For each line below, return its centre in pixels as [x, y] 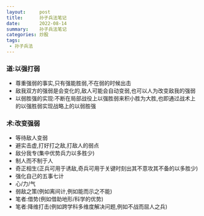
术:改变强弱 [23, 124]
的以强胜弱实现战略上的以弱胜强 [55, 106]
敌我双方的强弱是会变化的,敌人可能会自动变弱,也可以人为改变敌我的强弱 [105, 91]
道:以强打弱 [23, 69]
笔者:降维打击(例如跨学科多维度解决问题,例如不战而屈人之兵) [91, 207]
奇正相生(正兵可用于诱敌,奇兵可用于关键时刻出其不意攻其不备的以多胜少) [107, 168]
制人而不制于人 [34, 161]
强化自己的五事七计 [40, 176]
